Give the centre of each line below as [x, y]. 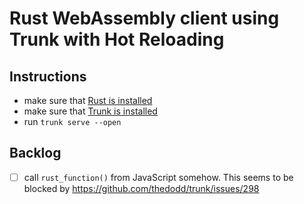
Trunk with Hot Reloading [117, 39]
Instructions [48, 76]
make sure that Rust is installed [88, 100]
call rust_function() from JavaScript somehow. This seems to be [158, 177]
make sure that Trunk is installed [90, 111]
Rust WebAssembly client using [144, 18]
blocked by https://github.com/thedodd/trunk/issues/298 [141, 188]
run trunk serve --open [72, 121]
